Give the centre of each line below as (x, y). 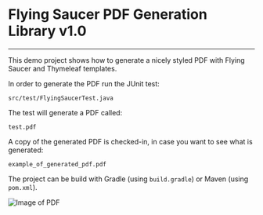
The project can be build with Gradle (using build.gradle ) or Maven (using (128, 179)
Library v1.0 (47, 31)
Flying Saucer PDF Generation (108, 15)
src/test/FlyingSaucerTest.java (61, 98)
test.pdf (22, 127)
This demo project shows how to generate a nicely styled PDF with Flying (126, 60)
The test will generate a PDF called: (65, 112)
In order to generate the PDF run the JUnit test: (84, 83)
